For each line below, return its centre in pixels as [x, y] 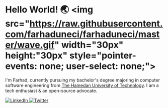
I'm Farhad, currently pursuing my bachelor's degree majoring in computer [82, 80]
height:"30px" [36, 56]
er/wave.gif [30, 45]
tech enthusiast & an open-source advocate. [51, 90]
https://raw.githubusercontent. [96, 24]
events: [21, 66]
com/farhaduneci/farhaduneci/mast [82, 34]
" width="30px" [89, 45]
